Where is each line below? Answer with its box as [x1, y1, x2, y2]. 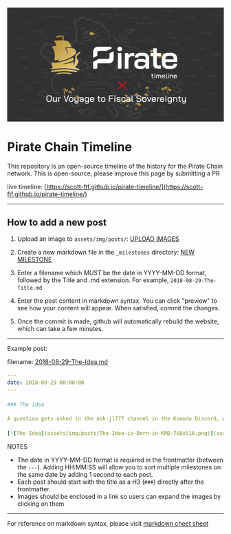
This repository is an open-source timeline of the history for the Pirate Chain [7, 162, 223, 171]
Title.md [16, 285, 43, 292]
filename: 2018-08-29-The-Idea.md [7, 358, 109, 366]
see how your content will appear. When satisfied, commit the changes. [16, 304, 220, 312]
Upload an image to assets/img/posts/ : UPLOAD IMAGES [16, 235, 180, 243]
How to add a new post [7, 216, 107, 228]
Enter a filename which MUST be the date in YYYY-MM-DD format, [16, 269, 207, 277]
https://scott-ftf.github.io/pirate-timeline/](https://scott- [46, 183, 203, 191]
